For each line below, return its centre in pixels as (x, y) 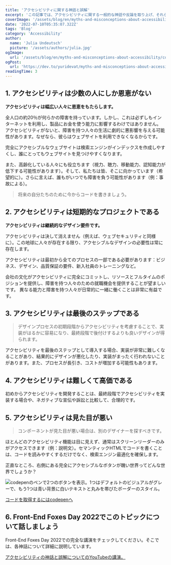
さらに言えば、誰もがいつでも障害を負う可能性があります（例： (92, 177)
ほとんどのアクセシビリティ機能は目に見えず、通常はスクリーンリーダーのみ (85, 442)
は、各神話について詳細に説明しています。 (50, 546)
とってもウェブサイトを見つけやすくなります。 (76, 154)
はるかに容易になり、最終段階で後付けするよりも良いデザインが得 (96, 333)
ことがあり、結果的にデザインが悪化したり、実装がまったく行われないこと (87, 356)
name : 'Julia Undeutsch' (36, 43)
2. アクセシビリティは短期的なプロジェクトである (82, 212)
